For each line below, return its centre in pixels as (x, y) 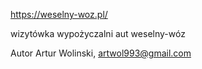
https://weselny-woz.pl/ (59, 14)
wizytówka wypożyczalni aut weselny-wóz (98, 33)
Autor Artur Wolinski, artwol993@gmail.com (101, 53)
